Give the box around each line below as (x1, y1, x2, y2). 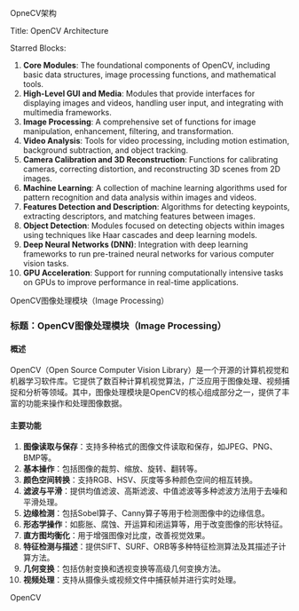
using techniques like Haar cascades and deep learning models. (22, 230, 258, 240)
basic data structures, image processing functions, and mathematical (22, 69, 277, 80)
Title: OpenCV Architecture (10, 26, 109, 36)
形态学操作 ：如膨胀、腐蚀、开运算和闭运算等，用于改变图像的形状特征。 (22, 519, 287, 530)
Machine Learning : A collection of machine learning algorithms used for (22, 183, 287, 193)
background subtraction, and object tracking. (22, 145, 189, 155)
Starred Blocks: (10, 43, 67, 53)
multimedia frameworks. (22, 107, 112, 117)
